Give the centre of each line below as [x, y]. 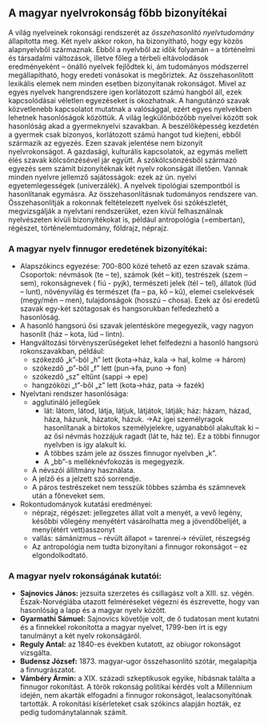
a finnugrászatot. [48, 670]
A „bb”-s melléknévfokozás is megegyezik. [114, 462]
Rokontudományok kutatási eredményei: [86, 504]
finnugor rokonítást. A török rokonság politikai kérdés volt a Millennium [136, 687]
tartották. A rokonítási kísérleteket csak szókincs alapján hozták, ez [130, 704]
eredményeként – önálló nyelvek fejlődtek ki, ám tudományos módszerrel [128, 66]
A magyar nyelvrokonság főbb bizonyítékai [118, 13]
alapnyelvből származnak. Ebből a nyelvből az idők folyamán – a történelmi [132, 49]
